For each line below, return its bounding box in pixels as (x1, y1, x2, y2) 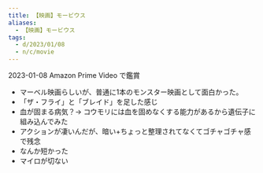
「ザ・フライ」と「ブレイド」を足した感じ (19, 98, 158, 106)
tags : (8, 33, 26, 42)
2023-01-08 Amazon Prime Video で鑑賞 (8, 71, 140, 79)
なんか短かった (19, 146, 69, 156)
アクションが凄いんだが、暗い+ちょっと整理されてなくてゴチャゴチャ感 (19, 127, 251, 136)
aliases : (8, 19, 37, 27)
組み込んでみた (19, 117, 69, 126)
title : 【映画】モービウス (8, 11, 87, 20)
